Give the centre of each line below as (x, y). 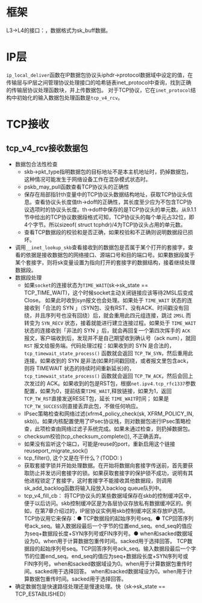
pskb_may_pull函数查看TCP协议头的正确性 (77, 187)
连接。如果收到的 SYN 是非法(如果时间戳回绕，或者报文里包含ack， (108, 360)
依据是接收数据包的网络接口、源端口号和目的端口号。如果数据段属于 (110, 255)
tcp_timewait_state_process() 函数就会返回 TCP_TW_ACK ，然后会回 (106, 376)
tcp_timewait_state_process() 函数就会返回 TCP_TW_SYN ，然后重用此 (109, 353)
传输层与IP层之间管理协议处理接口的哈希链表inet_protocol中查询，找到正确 (99, 82)
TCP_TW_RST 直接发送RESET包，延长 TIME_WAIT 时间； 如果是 (96, 398)
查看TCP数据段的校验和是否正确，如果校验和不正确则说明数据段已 (106, 232)
